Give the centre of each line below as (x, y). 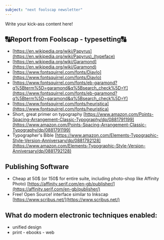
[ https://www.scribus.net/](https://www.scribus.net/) (66, 200)
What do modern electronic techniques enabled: (81, 215)
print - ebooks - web (33, 233)
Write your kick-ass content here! (39, 24)
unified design (27, 227)
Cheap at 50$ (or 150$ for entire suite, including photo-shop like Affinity (85, 179)
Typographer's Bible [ (34, 135)
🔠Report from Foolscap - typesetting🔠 (66, 39)
